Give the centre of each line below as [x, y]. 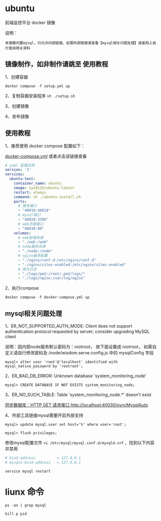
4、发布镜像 [17, 116]
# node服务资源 [32, 247]
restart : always [30, 192]
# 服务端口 [27, 206]
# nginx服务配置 [33, 256]
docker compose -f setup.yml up [37, 86]
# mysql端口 [29, 215]
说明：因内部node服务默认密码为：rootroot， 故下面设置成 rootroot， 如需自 [81, 347]
